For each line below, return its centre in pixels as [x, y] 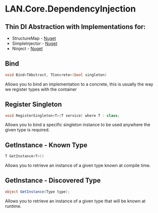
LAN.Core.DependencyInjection [71, 9]
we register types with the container [41, 89]
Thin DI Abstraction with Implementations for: [75, 27]
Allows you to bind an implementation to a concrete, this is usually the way [79, 84]
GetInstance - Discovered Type [53, 180]
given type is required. [27, 130]
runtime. [13, 206]
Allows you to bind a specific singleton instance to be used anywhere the [78, 125]
